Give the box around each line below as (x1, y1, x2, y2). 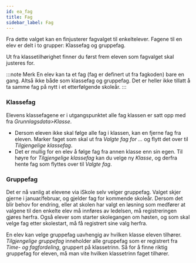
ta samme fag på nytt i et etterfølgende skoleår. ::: (6, 84, 127, 91)
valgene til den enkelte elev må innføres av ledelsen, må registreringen (6, 207, 177, 214)
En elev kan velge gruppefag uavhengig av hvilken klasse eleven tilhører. (6, 231, 182, 238)
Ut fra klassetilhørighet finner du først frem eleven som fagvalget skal (6, 54, 174, 61)
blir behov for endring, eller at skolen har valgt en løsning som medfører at (6, 201, 186, 208)
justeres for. (6, 59, 35, 66)
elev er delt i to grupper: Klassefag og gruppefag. (6, 42, 126, 49)
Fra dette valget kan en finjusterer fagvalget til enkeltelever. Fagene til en (6, 36, 183, 43)
